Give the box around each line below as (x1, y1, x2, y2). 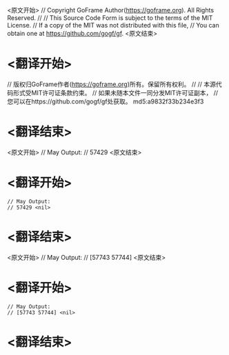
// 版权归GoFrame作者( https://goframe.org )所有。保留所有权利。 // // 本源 (7, 80, 216, 88)
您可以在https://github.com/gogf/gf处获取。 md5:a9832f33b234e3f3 (7, 97, 204, 105)
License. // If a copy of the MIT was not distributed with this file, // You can (7, 21, 219, 29)
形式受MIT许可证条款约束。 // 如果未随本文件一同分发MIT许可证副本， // (12, 88, 219, 97)
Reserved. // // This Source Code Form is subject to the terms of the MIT (7, 14, 213, 22)
